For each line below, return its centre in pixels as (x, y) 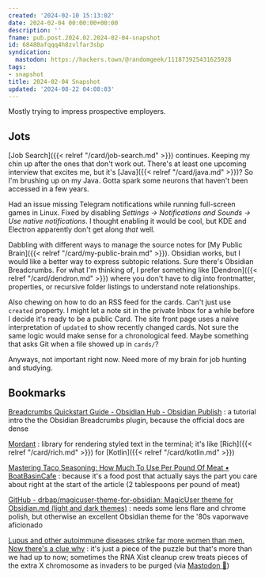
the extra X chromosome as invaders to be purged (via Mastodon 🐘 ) (119, 565)
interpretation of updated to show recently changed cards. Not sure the (123, 327)
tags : (17, 67)
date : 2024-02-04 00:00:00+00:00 (63, 23)
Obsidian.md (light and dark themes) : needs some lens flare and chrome (127, 508)
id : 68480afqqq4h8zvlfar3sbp (56, 45)
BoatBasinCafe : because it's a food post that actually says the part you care (133, 476)
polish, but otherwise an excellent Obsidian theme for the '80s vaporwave (129, 516)
